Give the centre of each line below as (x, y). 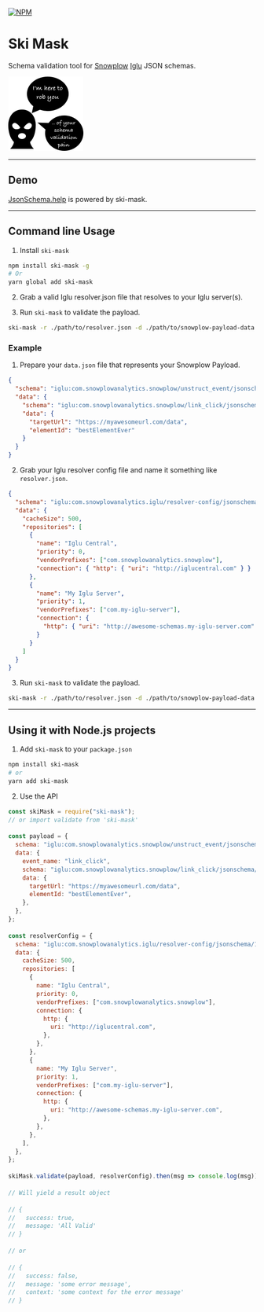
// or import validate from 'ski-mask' (73, 820)
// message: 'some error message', (70, 1284)
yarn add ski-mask (38, 781)
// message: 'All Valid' (52, 1226)
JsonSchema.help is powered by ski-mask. (78, 199)
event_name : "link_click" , (66, 861)
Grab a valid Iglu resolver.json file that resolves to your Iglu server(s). (131, 297)
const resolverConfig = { (50, 935)
